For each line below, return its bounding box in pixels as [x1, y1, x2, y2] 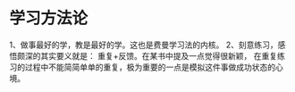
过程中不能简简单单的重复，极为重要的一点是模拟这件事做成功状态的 [24, 62, 275, 72]
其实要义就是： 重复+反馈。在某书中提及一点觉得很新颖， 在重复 [39, 50, 278, 61]
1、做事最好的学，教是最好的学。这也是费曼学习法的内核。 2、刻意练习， [9, 39, 279, 50]
